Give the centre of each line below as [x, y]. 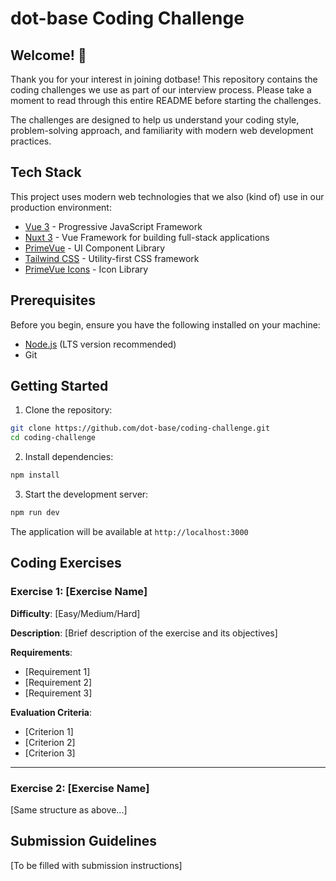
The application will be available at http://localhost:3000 [129, 531]
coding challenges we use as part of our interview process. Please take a [161, 90]
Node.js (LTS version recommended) [100, 344]
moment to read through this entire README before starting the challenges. [166, 100]
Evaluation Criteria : [51, 712]
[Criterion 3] [50, 753]
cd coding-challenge [53, 438]
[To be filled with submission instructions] [96, 865]
